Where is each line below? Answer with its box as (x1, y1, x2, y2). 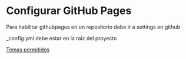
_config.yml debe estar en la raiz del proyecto (6, 34, 117, 41)
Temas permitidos (6, 46, 50, 53)
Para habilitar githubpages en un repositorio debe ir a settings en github (6, 23, 181, 30)
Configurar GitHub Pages (6, 4, 132, 18)
